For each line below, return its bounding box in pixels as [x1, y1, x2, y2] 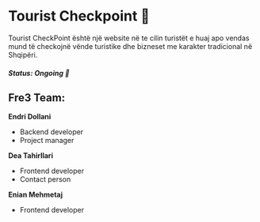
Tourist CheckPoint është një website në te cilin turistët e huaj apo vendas [8, 33, 250, 43]
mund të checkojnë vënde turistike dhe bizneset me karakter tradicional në [8, 41, 253, 51]
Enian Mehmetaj [8, 190, 63, 200]
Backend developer [19, 127, 84, 137]
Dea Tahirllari [8, 151, 54, 160]
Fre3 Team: [8, 91, 66, 104]
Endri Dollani [8, 112, 52, 122]
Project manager [19, 136, 75, 145]
